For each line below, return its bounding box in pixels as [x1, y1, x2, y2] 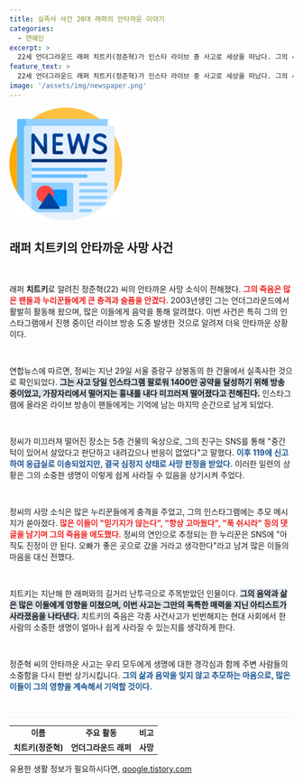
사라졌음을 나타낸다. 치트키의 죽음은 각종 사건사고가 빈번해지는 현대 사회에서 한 [9, 610, 287, 622]
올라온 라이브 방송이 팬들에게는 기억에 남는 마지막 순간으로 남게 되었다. [25, 399, 274, 410]
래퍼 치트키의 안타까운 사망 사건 [9, 240, 174, 256]
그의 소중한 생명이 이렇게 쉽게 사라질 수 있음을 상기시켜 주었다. [25, 469, 245, 480]
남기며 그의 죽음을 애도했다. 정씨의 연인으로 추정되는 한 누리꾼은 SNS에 [25, 529, 275, 539]
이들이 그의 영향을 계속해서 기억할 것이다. [9, 681, 153, 692]
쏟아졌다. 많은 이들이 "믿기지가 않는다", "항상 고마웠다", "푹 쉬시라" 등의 [25, 517, 280, 528]
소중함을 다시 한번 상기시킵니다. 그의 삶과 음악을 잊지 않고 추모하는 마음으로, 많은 [9, 669, 291, 680]
